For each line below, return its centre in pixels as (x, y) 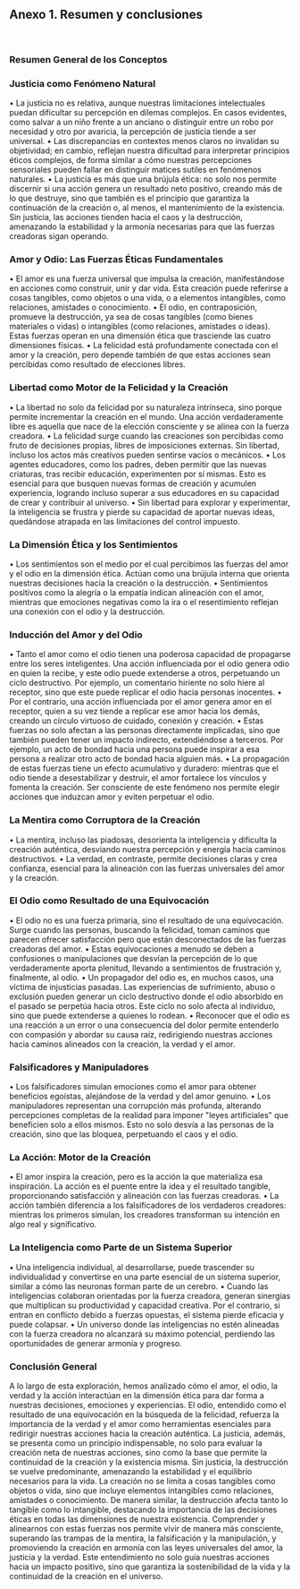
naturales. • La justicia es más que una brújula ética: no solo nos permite (143, 179)
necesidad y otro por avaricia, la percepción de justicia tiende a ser (133, 132)
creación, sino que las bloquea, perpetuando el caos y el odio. (124, 1134)
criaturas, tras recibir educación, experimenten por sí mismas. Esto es (137, 474)
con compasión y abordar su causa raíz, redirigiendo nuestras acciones (141, 1034)
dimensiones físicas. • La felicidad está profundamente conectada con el (144, 346)
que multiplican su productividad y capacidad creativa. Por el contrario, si (145, 1305)
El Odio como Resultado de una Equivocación (109, 901)
